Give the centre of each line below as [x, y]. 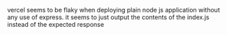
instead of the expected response [56, 24]
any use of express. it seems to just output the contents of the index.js [108, 17]
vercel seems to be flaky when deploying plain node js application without [113, 10]
